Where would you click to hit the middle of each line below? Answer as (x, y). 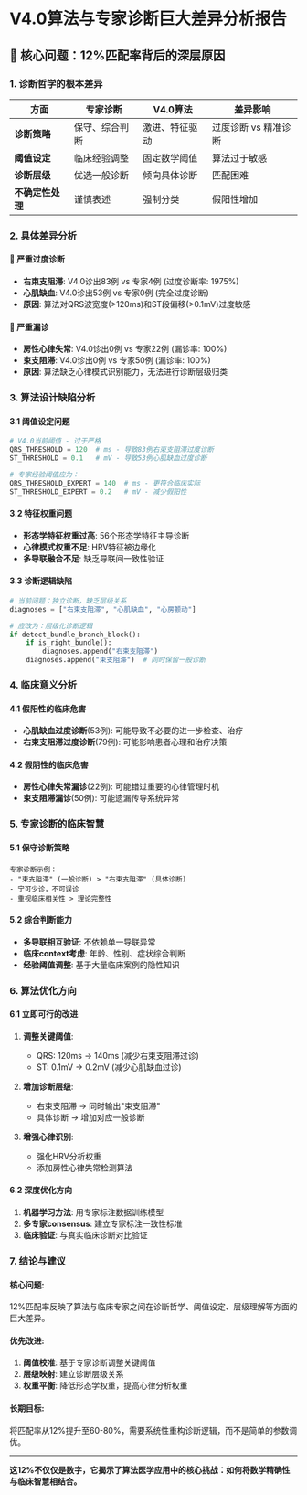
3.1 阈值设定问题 (40, 421)
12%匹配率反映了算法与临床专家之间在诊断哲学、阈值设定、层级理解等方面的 (153, 1307)
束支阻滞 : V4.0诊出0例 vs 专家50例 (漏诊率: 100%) (117, 360)
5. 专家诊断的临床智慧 (57, 824)
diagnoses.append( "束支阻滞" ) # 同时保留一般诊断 (116, 660)
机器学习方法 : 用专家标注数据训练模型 (93, 1212)
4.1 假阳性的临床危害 (48, 709)
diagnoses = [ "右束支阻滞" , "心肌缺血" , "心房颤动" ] (103, 609)
